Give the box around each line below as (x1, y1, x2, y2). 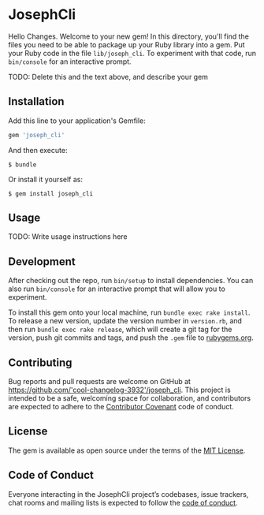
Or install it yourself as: (8, 174, 83, 184)
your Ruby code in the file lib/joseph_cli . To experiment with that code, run (8, 48, 257, 58)
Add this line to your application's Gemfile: (8, 116, 146, 125)
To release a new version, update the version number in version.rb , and (8, 316, 243, 326)
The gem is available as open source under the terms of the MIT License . (8, 446, 246, 455)
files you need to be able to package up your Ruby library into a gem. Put (8, 39, 246, 49)
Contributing (8, 356, 73, 369)
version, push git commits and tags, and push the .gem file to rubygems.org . (8, 333, 255, 342)
